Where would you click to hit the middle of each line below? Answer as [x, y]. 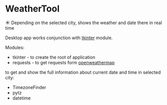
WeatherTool [32, 9]
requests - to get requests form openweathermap [63, 62]
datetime [21, 98]
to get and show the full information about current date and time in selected [83, 72]
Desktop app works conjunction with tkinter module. [59, 38]
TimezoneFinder [29, 87]
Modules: [15, 47]
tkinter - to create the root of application [54, 57]
